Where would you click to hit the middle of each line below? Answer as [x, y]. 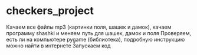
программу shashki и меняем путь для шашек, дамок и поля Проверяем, [99, 33]
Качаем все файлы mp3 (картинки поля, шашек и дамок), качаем [89, 27]
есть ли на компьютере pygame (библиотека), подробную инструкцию [96, 39]
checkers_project [50, 11]
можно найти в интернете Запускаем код [58, 46]
